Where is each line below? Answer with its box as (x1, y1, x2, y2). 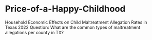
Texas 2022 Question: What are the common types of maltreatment (5, 24, 140, 30)
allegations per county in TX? (5, 29, 64, 35)
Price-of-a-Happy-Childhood (5, 3, 126, 14)
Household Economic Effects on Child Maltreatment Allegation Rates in (5, 19, 148, 25)
